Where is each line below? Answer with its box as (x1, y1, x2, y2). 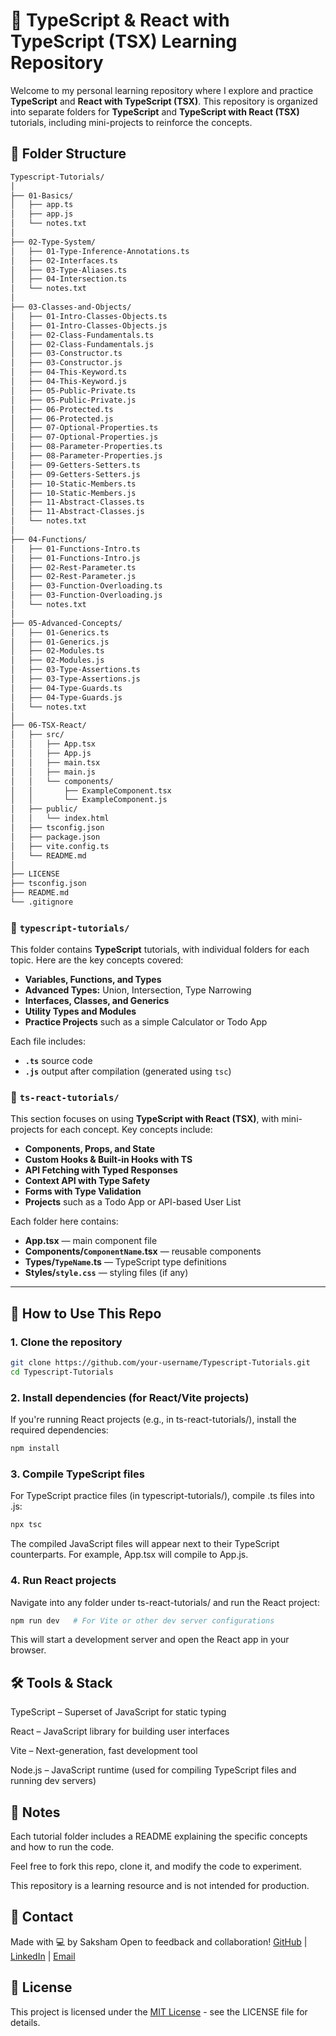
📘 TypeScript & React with (10, 9, 230, 32)
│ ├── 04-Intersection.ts (10, 274, 128, 284)
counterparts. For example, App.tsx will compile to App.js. (10, 1549, 249, 1561)
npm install (10, 1444, 60, 1454)
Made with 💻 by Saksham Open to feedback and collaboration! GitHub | (10, 1935, 308, 1948)
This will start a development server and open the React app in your (10, 1634, 290, 1646)
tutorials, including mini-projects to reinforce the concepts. (10, 116, 253, 128)
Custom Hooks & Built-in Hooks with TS (24, 1154, 193, 1166)
